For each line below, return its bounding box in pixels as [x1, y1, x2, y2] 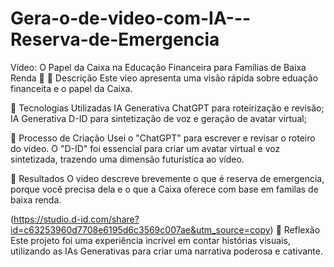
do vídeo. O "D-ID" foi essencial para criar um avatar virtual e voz [10, 142, 281, 154]
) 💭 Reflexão [269, 223, 321, 236]
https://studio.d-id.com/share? [13, 213, 140, 225]
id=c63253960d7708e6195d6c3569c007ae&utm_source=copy [10, 223, 271, 236]
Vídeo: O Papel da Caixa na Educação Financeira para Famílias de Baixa [10, 61, 307, 73]
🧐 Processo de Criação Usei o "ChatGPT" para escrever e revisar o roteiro [10, 132, 316, 144]
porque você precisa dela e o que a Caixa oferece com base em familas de [10, 183, 319, 195]
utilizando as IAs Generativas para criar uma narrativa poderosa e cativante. [10, 245, 323, 257]
